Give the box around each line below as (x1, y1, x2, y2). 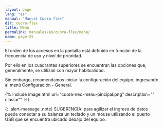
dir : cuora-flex (5, 20, 38, 26)
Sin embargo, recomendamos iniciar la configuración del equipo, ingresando (5, 76, 159, 83)
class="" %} (5, 96, 30, 102)
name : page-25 (5, 35, 34, 39)
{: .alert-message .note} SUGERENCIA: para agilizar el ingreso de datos (5, 106, 148, 112)
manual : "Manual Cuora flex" (5, 16, 64, 21)
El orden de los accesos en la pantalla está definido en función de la (5, 47, 142, 54)
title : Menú (5, 25, 29, 30)
